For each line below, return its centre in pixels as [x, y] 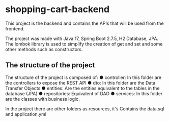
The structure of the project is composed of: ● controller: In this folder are [83, 77]
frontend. [15, 28]
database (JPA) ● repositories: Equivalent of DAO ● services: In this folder [84, 93]
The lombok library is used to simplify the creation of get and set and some [84, 44]
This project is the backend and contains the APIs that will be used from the [84, 23]
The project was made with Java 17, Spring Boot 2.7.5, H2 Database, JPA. [82, 38]
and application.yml [26, 114]
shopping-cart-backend [58, 9]
